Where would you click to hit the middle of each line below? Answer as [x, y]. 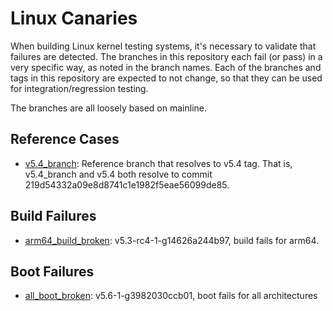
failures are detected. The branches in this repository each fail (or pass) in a [166, 56]
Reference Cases [65, 139]
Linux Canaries [74, 18]
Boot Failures [52, 271]
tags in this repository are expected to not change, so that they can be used [166, 78]
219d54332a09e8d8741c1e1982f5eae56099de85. [127, 184]
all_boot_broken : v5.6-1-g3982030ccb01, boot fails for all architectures [171, 296]
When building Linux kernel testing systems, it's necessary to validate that [163, 46]
